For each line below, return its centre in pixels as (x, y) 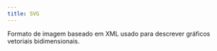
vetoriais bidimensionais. (44, 41)
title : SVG (23, 14)
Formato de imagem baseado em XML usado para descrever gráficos (109, 34)
